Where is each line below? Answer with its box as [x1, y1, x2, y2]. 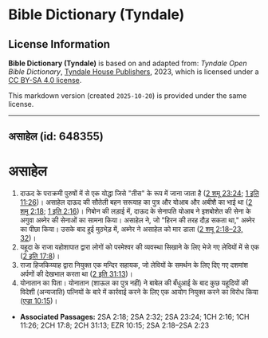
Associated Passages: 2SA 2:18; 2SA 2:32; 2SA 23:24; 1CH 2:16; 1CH [19, 312, 250, 322]
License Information [8, 37, 110, 51]
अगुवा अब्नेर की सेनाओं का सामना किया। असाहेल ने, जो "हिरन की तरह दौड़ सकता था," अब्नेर [19, 215, 255, 225]
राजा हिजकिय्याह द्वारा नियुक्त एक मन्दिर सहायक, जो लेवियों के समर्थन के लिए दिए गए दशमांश [19, 261, 249, 270]
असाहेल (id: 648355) [8, 130, 104, 143]
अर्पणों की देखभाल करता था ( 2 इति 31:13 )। [19, 269, 133, 279]
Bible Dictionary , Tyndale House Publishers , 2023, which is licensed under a [8, 67, 259, 77]
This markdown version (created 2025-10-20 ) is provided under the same [8, 91, 247, 100]
